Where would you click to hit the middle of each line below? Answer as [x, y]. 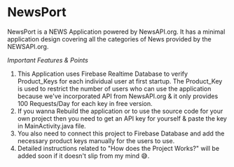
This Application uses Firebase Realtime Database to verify [102, 74]
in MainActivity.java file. [51, 126]
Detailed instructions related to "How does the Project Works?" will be [118, 148]
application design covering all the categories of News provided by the [109, 39]
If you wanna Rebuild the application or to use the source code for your [120, 111]
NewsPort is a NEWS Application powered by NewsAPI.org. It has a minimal [116, 32]
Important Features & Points [48, 60]
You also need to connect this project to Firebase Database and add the [121, 133]
